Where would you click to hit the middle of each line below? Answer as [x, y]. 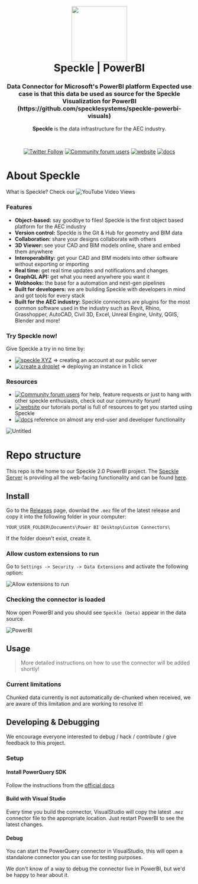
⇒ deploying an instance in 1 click [102, 367]
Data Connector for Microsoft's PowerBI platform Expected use [99, 87]
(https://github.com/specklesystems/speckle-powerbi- [99, 109]
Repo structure [44, 455]
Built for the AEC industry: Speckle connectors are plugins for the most [102, 302]
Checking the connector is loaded [56, 599]
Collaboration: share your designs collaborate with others [85, 239]
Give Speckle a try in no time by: [46, 349]
